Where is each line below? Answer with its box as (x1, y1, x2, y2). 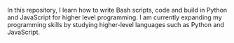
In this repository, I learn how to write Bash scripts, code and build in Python (7, 6, 228, 14)
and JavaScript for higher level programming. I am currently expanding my (7, 13, 222, 21)
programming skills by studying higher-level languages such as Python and (7, 21, 224, 28)
